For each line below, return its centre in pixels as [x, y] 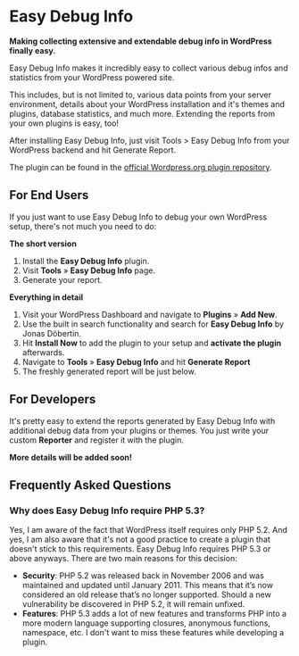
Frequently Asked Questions [91, 485]
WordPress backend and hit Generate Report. [93, 150]
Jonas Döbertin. [52, 333]
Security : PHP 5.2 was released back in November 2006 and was [143, 576]
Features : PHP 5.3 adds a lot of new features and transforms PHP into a [154, 614]
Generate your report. [62, 279]
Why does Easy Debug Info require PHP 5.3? [107, 511]
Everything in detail [46, 297]
